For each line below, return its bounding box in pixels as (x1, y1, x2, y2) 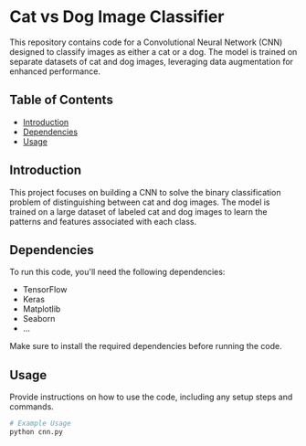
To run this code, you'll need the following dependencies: (9, 267, 226, 278)
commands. (9, 401, 55, 412)
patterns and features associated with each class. (9, 216, 197, 227)
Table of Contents (9, 92, 114, 108)
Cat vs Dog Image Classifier (9, 6, 225, 27)
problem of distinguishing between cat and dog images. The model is (9, 196, 270, 207)
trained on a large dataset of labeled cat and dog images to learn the (9, 206, 268, 217)
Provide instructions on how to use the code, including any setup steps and (9, 391, 293, 403)
